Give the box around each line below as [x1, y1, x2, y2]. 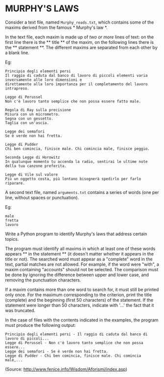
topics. [5, 236, 19, 242]
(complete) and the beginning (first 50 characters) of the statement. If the [5, 297, 153, 303]
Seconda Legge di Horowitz [5, 155, 60, 160]
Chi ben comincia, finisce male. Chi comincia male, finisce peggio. [5, 146, 150, 151]
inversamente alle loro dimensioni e [5, 77, 82, 82]
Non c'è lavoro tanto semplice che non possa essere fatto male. [5, 99, 141, 104]
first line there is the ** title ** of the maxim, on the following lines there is [5, 39, 154, 45]
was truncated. [5, 307, 36, 313]
